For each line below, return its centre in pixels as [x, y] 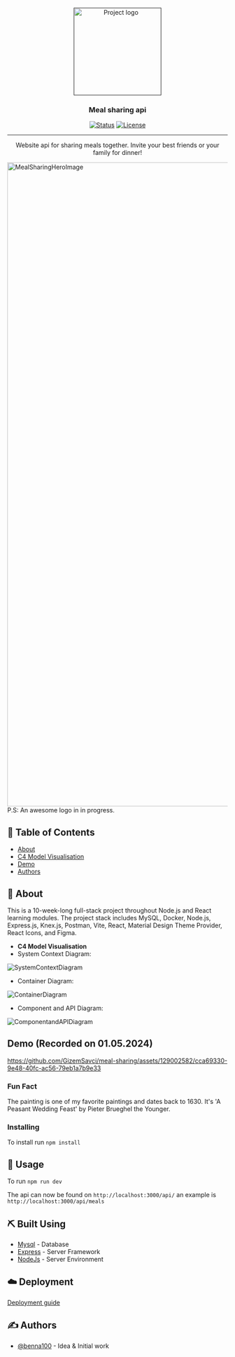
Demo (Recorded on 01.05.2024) [80, 1044]
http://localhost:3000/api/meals [56, 1202]
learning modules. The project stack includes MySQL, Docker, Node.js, [109, 918]
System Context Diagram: [54, 953]
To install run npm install [44, 1143]
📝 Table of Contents [51, 832]
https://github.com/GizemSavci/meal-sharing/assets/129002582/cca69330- [117, 1061]
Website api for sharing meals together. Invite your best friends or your [117, 145]
